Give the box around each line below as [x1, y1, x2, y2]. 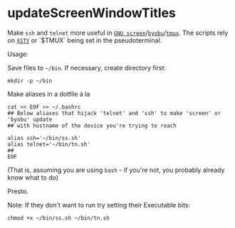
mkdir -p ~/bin [7, 77, 53, 85]
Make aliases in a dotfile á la [7, 89, 90, 98]
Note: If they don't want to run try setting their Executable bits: [7, 200, 191, 209]
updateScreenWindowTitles [7, 5, 176, 21]
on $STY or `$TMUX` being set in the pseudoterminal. [7, 36, 162, 44]
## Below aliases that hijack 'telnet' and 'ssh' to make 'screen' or [7, 109, 221, 116]
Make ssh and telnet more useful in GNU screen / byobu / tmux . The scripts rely [7, 28, 229, 37]
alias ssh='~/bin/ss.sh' [7, 134, 81, 141]
